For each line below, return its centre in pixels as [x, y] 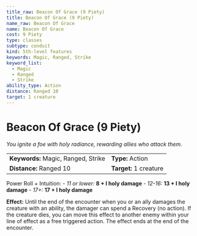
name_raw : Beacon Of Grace [41, 23]
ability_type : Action [34, 86]
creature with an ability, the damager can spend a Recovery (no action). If [99, 208]
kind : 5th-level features [39, 52]
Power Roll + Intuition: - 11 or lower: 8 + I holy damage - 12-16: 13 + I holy [98, 183]
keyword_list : [24, 63]
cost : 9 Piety [24, 35]
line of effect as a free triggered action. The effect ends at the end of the [98, 221]
